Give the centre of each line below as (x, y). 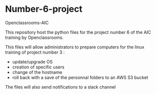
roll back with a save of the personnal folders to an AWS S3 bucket (80, 77)
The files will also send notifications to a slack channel (60, 87)
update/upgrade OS (32, 62)
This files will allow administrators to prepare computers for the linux (75, 47)
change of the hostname (37, 72)
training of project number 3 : (35, 52)
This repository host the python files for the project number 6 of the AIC (78, 32)
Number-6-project (44, 9)
